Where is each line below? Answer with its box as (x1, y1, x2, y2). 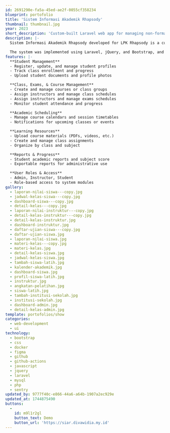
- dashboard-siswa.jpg (10, 269, 58, 274)
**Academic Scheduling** (10, 110, 62, 115)
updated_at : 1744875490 (5, 397, 56, 402)
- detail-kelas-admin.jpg (10, 307, 65, 312)
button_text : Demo (14, 415, 53, 420)
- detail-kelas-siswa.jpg (10, 251, 65, 256)
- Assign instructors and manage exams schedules (10, 96, 116, 101)
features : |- (5, 54, 33, 59)
